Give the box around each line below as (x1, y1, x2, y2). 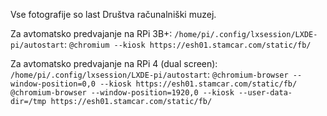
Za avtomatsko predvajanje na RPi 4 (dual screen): (10, 58, 218, 69)
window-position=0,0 (10, 79, 97, 89)
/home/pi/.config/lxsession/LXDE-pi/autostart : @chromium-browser (10, 69, 289, 80)
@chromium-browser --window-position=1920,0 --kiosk (10, 88, 235, 98)
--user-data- (238, 88, 293, 98)
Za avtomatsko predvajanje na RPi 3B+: (10, 28, 173, 39)
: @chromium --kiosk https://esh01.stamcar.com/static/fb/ (63, 39, 312, 50)
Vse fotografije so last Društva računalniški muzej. (10, 9, 217, 20)
